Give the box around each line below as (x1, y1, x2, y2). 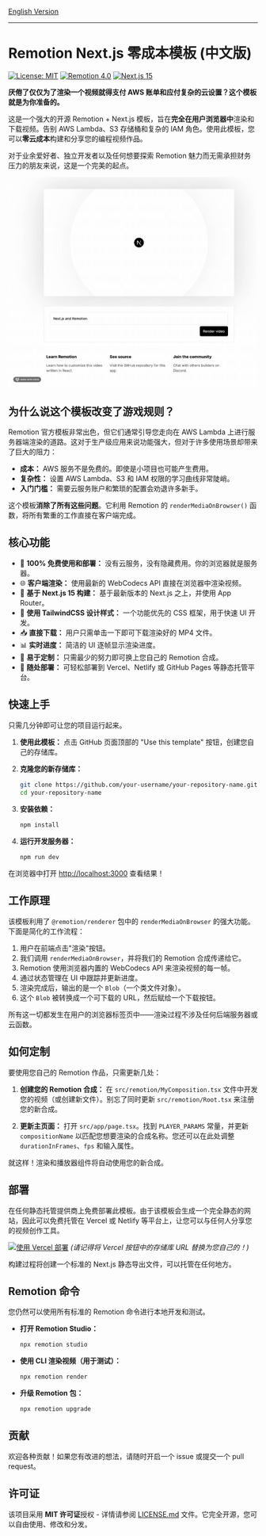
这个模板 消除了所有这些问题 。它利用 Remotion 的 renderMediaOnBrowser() (8, 500, 248, 510)
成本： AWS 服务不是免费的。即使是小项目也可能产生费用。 (19, 464, 214, 473)
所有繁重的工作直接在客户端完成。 (28, 510, 140, 520)
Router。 (19, 598, 49, 607)
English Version (8, 7, 59, 16)
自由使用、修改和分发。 (14, 1519, 92, 1529)
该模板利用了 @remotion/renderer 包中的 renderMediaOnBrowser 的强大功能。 (8, 916, 255, 926)
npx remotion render (19, 1373, 88, 1381)
